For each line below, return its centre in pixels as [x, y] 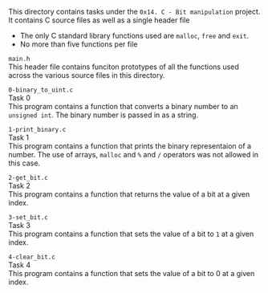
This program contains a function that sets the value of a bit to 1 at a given [131, 234]
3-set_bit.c [28, 218]
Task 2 [19, 185]
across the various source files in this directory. [87, 75]
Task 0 [19, 98]
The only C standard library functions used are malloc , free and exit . [134, 36]
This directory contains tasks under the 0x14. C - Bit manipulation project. [134, 12]
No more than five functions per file [79, 44]
